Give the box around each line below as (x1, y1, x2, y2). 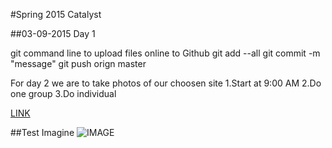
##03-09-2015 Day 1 (10, 28, 96, 39)
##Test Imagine (10, 127, 75, 138)
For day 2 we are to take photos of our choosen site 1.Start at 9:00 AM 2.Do (10, 77, 322, 89)
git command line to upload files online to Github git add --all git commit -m (10, 47, 321, 59)
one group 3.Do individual (10, 88, 117, 99)
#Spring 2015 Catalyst (10, 9, 102, 20)
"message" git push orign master (10, 58, 147, 69)
